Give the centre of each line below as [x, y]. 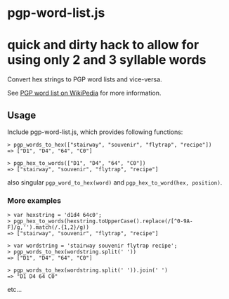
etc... [15, 290]
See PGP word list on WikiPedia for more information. [84, 93]
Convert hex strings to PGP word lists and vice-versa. [85, 79]
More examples [34, 200]
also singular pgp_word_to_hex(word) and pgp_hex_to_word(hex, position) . [115, 182]
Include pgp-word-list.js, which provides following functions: [95, 132]
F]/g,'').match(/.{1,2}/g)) [48, 227]
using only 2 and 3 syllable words [107, 60]
